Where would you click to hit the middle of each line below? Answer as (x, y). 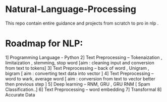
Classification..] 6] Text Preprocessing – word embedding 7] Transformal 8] (83, 89)
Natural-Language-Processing (71, 9)
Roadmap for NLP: (44, 43)
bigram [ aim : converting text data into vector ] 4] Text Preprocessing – (79, 73)
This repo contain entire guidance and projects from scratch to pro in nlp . (82, 23)
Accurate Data (20, 94)
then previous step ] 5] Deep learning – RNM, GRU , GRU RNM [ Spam (78, 84)
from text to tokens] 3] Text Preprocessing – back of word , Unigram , (77, 68)
